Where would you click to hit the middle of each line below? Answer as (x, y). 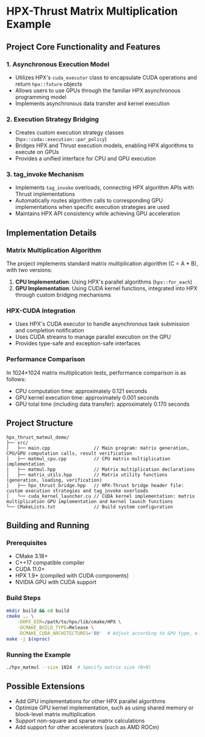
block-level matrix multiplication (55, 714)
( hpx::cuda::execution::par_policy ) (61, 139)
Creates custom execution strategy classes (69, 133)
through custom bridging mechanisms (63, 295)
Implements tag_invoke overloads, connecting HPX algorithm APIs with (104, 188)
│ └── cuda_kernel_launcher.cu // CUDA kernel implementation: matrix (101, 496)
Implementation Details (52, 233)
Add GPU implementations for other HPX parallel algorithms (90, 701)
